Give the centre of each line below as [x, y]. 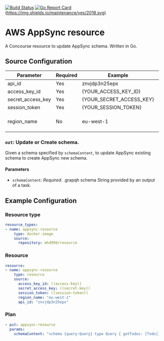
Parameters [17, 169]
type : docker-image [34, 234]
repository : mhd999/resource [48, 243]
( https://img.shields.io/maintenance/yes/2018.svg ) [56, 13]
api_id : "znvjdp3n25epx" [43, 302]
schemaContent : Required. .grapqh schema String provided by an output [83, 180]
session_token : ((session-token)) [53, 293]
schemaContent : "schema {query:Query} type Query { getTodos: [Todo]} [87, 334]
